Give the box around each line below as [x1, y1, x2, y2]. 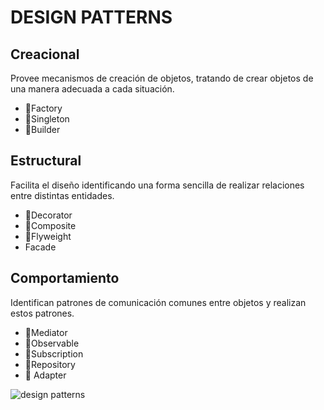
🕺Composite [24, 219, 77, 231]
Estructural [10, 152, 82, 170]
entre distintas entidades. [10, 189, 115, 201]
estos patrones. [10, 307, 75, 319]
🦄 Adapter [24, 369, 67, 381]
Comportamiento [10, 270, 120, 287]
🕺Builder [24, 124, 61, 135]
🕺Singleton [24, 113, 70, 125]
